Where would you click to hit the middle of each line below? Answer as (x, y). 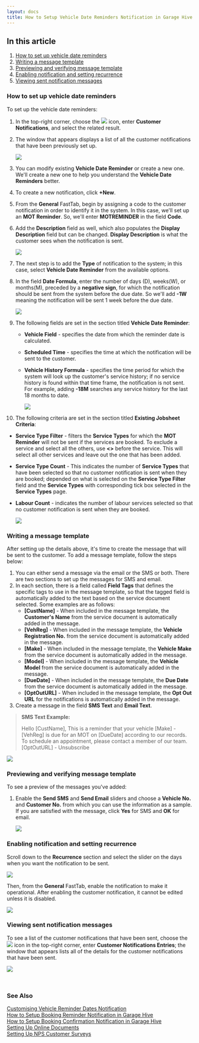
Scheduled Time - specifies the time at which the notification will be (108, 352)
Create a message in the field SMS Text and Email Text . (84, 705)
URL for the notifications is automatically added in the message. (102, 699)
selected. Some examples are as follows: (65, 604)
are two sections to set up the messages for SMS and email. (89, 579)
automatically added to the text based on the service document (93, 598)
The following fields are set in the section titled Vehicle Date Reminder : (102, 323)
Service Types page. (41, 491)
